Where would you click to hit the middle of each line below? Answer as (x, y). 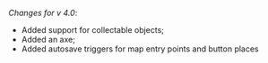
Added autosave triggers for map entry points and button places (140, 49)
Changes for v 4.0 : (43, 13)
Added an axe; (48, 39)
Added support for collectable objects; (93, 30)
